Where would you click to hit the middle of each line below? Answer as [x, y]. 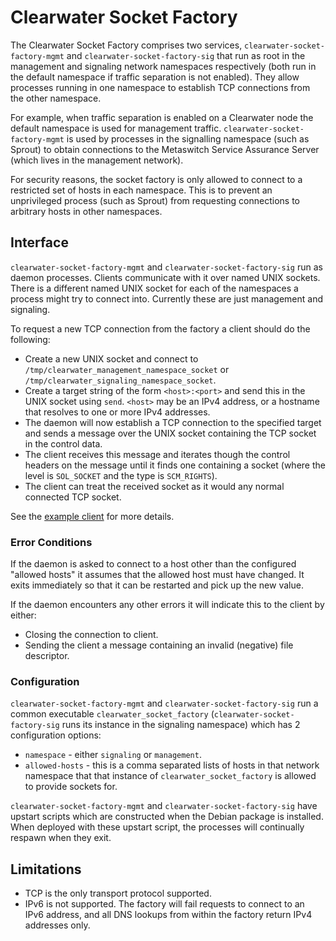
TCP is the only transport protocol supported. [118, 893]
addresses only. [57, 925]
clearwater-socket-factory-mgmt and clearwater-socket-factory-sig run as [166, 267]
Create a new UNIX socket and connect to [111, 358]
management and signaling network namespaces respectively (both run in [163, 66]
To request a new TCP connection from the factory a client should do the [160, 328]
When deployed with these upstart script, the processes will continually [157, 827]
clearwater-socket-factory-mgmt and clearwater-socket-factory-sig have [164, 806]
